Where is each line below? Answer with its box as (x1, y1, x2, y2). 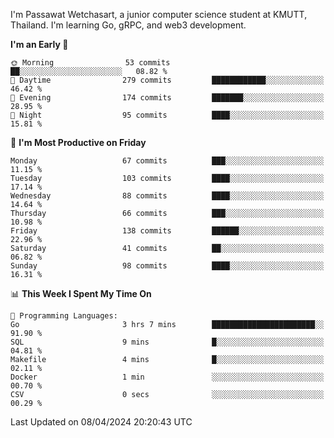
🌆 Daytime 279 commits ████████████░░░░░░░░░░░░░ (10, 75, 325, 85)
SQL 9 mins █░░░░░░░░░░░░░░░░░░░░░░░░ (10, 337, 325, 347)
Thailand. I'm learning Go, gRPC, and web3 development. (10, 19, 247, 31)
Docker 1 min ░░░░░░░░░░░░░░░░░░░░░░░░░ (10, 372, 325, 382)
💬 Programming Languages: (10, 311, 118, 321)
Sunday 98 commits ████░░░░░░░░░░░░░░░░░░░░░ (10, 261, 325, 271)
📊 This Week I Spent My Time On (10, 288, 152, 299)
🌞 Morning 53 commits (10, 58, 171, 68)
